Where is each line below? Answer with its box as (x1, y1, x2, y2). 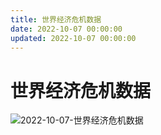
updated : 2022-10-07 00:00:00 (10, 33, 137, 43)
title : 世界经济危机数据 (10, 14, 102, 25)
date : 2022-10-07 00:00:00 (10, 24, 123, 34)
